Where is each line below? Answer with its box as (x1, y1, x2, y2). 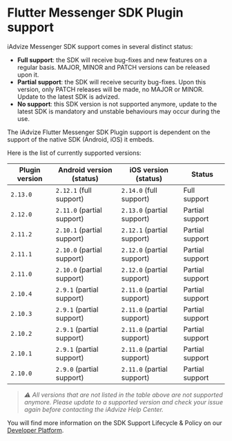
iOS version (129, 165, 169, 174)
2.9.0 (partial (55, 364, 99, 374)
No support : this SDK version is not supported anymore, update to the (17, 100, 217, 108)
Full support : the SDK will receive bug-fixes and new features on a (17, 55, 207, 64)
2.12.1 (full (55, 185, 92, 195)
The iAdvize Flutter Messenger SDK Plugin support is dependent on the (7, 128, 211, 136)
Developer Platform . (7, 426, 64, 434)
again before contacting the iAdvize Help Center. (23, 405, 164, 413)
